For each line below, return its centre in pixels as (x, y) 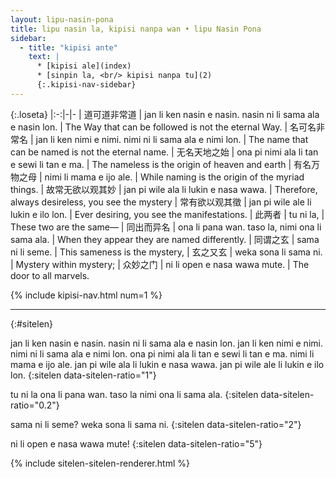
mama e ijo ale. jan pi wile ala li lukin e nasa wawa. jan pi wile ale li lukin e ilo (167, 364)
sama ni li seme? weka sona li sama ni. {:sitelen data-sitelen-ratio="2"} (156, 424)
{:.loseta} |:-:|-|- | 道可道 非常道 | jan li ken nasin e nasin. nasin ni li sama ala (165, 114)
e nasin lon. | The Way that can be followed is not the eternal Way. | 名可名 (163, 127)
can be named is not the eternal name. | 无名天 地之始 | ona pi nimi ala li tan (164, 152)
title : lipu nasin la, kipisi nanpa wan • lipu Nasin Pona (136, 29)
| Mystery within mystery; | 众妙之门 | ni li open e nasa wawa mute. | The (160, 264)
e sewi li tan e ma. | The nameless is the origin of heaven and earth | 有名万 (165, 164)
